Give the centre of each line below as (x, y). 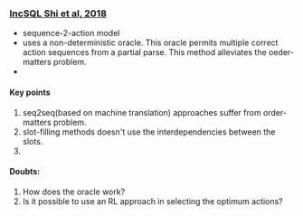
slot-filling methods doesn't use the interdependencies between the (149, 131)
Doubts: (25, 172)
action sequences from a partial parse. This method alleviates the (144, 52)
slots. (33, 141)
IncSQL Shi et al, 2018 (58, 14)
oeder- (281, 52)
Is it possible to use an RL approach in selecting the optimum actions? (152, 201)
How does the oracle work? (74, 192)
